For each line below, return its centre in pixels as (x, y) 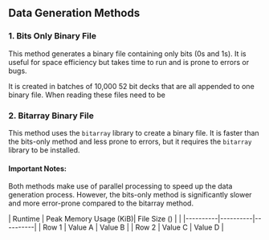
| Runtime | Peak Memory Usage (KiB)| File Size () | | (95, 219)
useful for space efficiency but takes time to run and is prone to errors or (129, 62)
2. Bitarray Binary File (51, 116)
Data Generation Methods (74, 13)
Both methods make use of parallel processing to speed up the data (120, 186)
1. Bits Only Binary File (52, 36)
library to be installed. (44, 150)
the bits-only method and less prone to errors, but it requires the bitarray (130, 141)
